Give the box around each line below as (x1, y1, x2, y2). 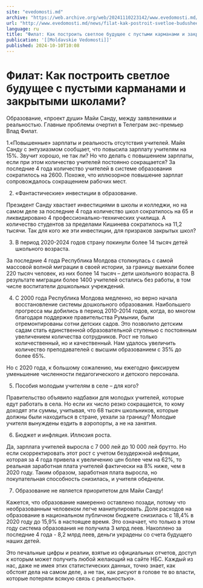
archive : (6, 15, 28, 21)
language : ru (6, 25, 39, 32)
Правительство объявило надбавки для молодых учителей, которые (6, 394, 184, 401)
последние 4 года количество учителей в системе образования (6, 165, 172, 172)
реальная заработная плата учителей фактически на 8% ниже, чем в (6, 462, 185, 469)
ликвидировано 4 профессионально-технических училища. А (6, 214, 166, 221)
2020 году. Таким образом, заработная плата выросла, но (6, 469, 158, 476)
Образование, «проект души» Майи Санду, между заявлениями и (6, 114, 177, 122)
